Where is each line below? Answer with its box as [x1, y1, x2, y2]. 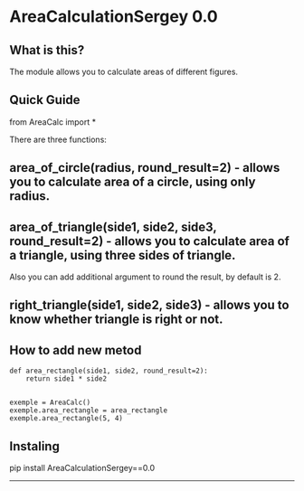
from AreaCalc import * [9, 116, 97, 127]
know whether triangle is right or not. [9, 312, 223, 327]
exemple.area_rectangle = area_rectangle [9, 406, 168, 415]
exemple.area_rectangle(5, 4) [9, 414, 124, 423]
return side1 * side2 [25, 374, 107, 383]
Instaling [9, 439, 61, 454]
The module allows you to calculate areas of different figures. [9, 66, 238, 77]
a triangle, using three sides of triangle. [9, 247, 236, 263]
